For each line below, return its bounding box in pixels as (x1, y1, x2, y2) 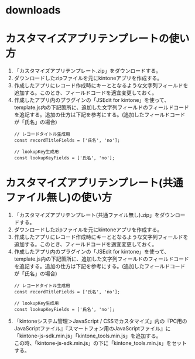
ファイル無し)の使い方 (5, 191, 112, 204)
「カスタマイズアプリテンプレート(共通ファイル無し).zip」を (13, 211, 160, 218)
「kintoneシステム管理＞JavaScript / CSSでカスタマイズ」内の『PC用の (13, 317, 188, 325)
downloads (5, 4, 61, 17)
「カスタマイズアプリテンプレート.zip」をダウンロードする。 (13, 67, 162, 74)
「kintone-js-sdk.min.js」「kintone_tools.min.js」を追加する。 (13, 332, 162, 340)
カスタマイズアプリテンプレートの (5, 32, 169, 46)
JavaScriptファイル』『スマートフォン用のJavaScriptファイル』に (13, 325, 171, 332)
